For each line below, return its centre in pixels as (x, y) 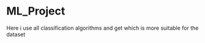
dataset (16, 34)
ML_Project (36, 11)
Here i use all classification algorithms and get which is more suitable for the (102, 28)
